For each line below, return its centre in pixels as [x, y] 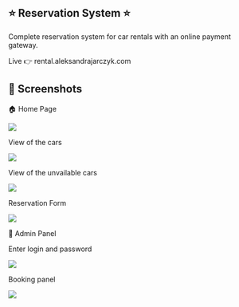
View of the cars [35, 142]
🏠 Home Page [33, 108]
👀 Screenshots [45, 89]
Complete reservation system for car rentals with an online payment [119, 36]
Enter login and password [50, 249]
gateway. [23, 45]
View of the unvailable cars [53, 172]
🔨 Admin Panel [32, 233]
